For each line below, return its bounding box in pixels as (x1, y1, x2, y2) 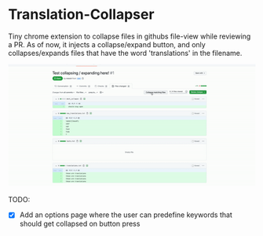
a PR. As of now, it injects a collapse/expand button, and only (8, 39, 206, 49)
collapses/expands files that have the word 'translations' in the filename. (8, 48, 243, 57)
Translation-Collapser (8, 6, 155, 24)
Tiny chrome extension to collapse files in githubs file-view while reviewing (8, 31, 251, 41)
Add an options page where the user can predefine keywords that (19, 210, 233, 219)
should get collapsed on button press (19, 219, 141, 229)
